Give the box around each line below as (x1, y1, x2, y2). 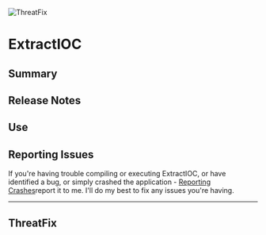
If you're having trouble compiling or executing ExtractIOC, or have (8, 169, 226, 179)
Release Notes (8, 94, 82, 107)
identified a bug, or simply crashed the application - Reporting (8, 177, 211, 187)
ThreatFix (8, 216, 57, 229)
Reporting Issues (8, 148, 94, 161)
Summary (8, 67, 58, 80)
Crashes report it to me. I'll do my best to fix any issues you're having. (8, 186, 235, 195)
